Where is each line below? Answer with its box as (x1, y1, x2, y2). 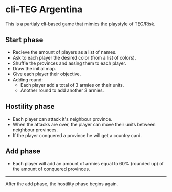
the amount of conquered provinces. (12, 166, 91, 172)
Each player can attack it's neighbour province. (12, 116, 113, 122)
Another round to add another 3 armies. (20, 87, 104, 93)
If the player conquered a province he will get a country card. (12, 132, 142, 138)
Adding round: (12, 76, 44, 83)
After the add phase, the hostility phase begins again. (5, 181, 118, 187)
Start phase (5, 35, 44, 44)
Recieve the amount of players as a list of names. (12, 49, 117, 55)
